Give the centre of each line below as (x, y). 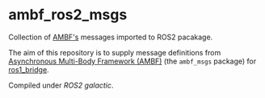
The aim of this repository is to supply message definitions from (115, 52)
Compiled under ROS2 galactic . (61, 85)
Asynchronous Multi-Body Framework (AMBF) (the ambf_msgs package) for (132, 61)
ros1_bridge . (29, 69)
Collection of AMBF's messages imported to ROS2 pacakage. (111, 37)
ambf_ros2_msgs (68, 15)
